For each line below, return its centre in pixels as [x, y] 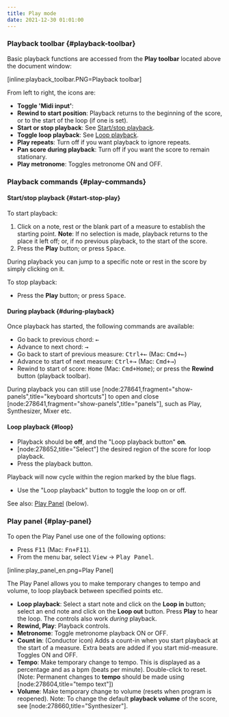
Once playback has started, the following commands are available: [101, 327]
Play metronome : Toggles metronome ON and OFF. [90, 164]
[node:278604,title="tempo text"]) [65, 684]
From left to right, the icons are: [51, 92]
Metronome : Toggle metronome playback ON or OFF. [93, 633]
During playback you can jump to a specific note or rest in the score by [107, 262]
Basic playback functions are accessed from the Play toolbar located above [114, 58]
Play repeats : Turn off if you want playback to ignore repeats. [104, 142]
